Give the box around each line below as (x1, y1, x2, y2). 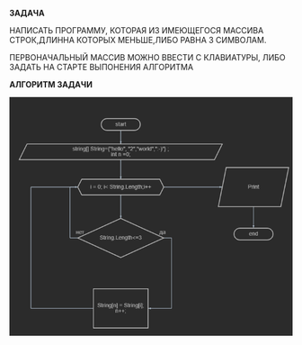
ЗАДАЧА (9, 8, 45, 18)
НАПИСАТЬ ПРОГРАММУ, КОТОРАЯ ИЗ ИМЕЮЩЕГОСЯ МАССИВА (9, 25, 264, 35)
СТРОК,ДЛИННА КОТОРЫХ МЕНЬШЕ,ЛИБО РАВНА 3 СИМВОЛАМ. (9, 35, 267, 45)
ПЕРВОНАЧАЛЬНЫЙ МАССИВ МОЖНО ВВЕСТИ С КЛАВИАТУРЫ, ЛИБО (9, 52, 286, 62)
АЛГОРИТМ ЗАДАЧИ (9, 79, 93, 89)
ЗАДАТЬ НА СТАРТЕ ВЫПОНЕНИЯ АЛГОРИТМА (9, 62, 194, 72)
